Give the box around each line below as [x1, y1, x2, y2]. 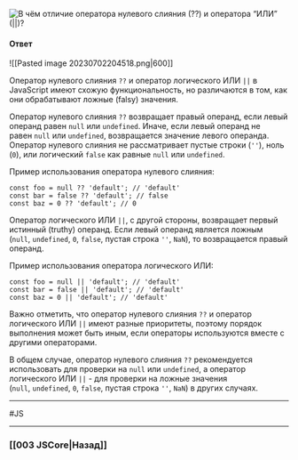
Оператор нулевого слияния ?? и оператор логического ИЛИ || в [9, 76, 258, 86]
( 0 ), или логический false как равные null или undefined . [9, 149, 225, 160]
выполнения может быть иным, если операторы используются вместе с [9, 327, 286, 338]
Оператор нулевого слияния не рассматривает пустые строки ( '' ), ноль [9, 140, 285, 150]
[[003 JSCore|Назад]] [9, 439, 108, 451]
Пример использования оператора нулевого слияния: [9, 166, 215, 177]
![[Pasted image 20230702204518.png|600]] [9, 58, 174, 69]
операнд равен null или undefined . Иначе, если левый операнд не [9, 121, 261, 132]
